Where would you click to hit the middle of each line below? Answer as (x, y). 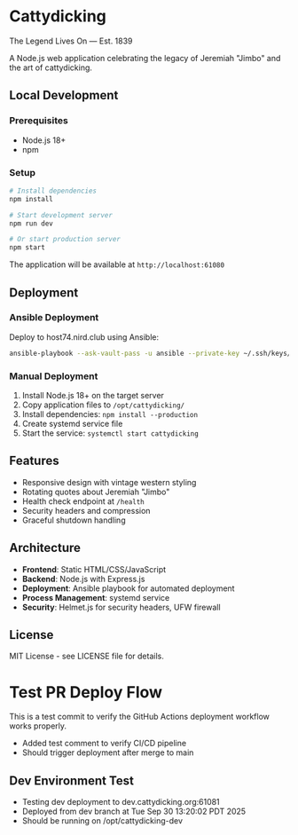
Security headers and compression (86, 510)
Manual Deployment (54, 376)
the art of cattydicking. (51, 67)
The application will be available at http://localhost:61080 (117, 264)
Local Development (64, 95)
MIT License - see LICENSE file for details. (86, 656)
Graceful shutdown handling (74, 520)
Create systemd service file (72, 424)
